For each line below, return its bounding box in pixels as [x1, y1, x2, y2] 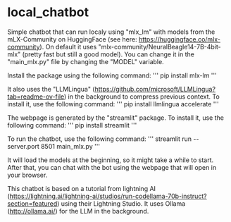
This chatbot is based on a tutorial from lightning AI [7, 184, 156, 192]
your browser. [7, 171, 48, 179]
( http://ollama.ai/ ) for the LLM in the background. [7, 206, 149, 215]
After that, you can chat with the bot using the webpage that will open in [7, 163, 217, 171]
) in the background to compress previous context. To [63, 92, 220, 101]
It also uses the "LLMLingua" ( [7, 85, 95, 93]
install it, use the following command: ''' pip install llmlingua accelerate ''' [7, 99, 220, 108]
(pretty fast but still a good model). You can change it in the [22, 50, 195, 58]
